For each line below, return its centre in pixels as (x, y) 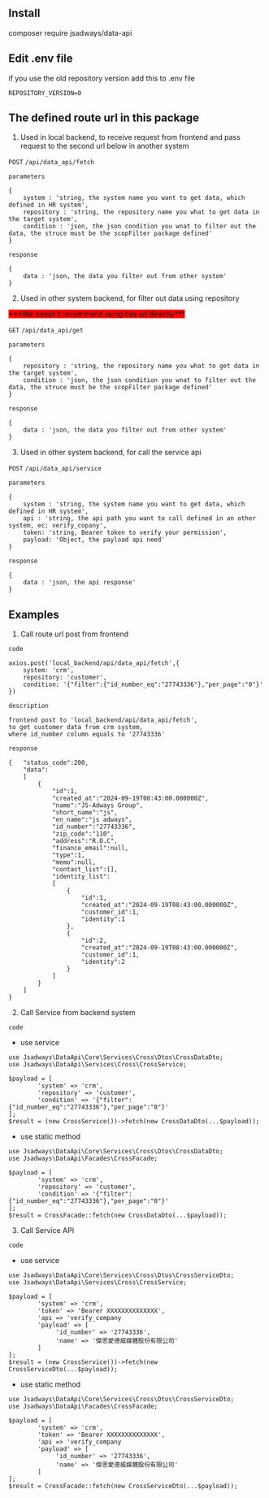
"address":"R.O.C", (85, 841)
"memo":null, (74, 862)
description (28, 706)
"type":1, (68, 855)
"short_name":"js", (85, 813)
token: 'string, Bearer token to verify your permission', (125, 533)
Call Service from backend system (78, 1013)
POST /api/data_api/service (55, 469)
